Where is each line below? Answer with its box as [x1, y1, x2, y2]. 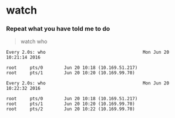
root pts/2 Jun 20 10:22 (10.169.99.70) [6, 106, 135, 112]
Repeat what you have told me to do [6, 25, 110, 33]
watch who [20, 38, 48, 45]
